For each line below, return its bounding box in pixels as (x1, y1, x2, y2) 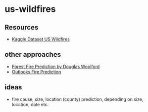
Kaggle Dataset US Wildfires (11, 36, 70, 42)
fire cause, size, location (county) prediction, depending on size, (11, 96, 144, 102)
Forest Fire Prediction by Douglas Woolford (11, 63, 100, 70)
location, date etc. (11, 101, 49, 107)
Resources (4, 23, 39, 32)
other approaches (4, 50, 61, 59)
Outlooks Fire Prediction (11, 69, 61, 75)
